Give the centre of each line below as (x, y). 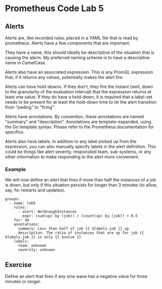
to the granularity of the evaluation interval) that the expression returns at (78, 92)
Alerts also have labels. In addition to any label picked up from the (71, 141)
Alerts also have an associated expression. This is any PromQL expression (79, 72)
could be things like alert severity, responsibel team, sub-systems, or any (78, 152)
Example (16, 169)
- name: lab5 (23, 203)
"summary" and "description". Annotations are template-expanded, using (78, 122)
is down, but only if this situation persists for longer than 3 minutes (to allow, (81, 185)
